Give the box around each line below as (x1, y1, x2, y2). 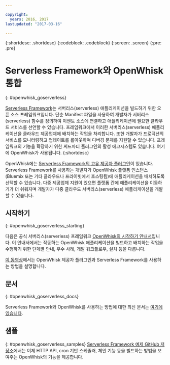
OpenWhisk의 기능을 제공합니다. (18, 354, 84, 360)
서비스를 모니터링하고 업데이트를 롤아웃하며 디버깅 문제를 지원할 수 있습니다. (5, 137, 156, 143)
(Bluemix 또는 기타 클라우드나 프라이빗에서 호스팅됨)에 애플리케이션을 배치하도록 (5, 173, 165, 179)
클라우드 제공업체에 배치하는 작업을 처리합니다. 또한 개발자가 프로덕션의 (22, 131, 164, 137)
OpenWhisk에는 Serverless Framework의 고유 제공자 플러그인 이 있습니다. (5, 161, 154, 167)
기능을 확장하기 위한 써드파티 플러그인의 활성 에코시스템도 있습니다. (22, 143, 156, 149)
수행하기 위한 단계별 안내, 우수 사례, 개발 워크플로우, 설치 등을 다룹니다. (5, 246, 146, 252)
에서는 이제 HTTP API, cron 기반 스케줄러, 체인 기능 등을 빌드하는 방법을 (13, 347, 156, 353)
